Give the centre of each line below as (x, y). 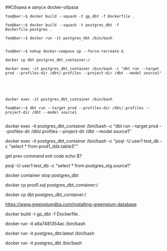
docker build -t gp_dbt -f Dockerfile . (43, 214)
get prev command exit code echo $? (44, 156)
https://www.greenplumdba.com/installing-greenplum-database (71, 204)
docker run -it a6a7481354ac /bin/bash (45, 224)
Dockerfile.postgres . (29, 29)
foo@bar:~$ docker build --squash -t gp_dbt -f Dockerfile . (70, 16)
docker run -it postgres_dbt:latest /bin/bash (50, 233)
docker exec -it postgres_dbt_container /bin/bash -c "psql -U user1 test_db (82, 141)
